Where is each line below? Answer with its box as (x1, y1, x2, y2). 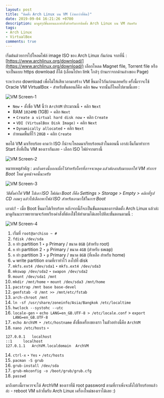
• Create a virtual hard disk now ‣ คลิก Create (12, 114, 108, 120)
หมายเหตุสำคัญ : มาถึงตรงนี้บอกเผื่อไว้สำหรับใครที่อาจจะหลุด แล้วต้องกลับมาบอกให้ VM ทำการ (5, 165, 157, 171)
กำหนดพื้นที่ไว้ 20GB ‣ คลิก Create (12, 131, 72, 137)
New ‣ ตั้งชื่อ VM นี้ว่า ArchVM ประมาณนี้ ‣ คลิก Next (12, 103, 102, 109)
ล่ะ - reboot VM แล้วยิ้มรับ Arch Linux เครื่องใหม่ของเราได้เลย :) (5, 388, 116, 394)
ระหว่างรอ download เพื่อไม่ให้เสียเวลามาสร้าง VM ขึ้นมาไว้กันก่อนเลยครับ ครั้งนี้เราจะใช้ (5, 78, 150, 84)
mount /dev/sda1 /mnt (12, 274, 57, 279)
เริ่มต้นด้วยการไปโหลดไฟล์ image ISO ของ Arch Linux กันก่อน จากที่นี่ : (5, 52, 127, 58)
